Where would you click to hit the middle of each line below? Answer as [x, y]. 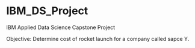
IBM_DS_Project [47, 11]
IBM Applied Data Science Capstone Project [61, 27]
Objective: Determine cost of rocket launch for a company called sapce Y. [98, 39]
